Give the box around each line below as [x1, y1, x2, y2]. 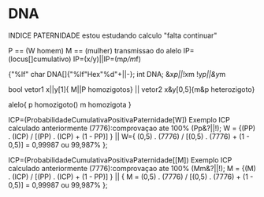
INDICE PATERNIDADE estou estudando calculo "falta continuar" [8, 31, 218, 40]
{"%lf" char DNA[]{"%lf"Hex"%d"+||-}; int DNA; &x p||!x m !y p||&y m [8, 69, 226, 78]
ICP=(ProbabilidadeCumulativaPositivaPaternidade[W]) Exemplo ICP [8, 115, 230, 124]
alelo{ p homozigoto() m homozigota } [8, 100, 132, 109]
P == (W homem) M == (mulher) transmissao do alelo [8, 46, 182, 55]
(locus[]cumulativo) [8, 54, 72, 64]
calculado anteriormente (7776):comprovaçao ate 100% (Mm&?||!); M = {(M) [8, 163, 256, 173]
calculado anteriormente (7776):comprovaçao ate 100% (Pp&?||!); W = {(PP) [8, 123, 256, 133]
